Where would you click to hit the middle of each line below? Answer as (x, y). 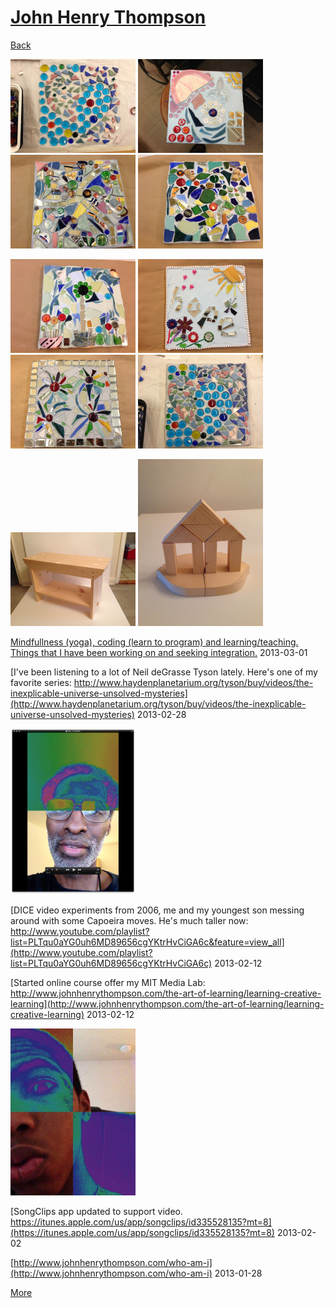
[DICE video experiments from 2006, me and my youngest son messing (157, 910)
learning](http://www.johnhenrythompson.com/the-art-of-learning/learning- (167, 1003)
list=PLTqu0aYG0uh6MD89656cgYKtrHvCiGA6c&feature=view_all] (147, 942)
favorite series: (41, 682)
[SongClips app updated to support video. (97, 1211)
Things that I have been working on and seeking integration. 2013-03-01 (159, 652)
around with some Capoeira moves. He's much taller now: (129, 920)
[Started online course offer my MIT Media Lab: (108, 982)
